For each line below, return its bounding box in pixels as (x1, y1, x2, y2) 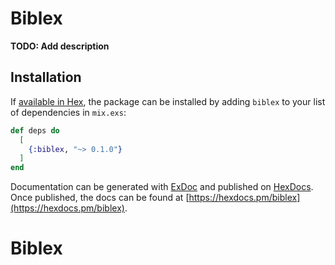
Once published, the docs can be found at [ (10, 192, 190, 204)
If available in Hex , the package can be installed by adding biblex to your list (10, 95, 326, 107)
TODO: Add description (10, 40, 110, 52)
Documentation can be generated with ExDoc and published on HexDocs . (10, 181, 314, 193)
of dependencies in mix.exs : (10, 106, 127, 118)
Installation (10, 69, 82, 86)
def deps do (10, 125, 60, 136)
